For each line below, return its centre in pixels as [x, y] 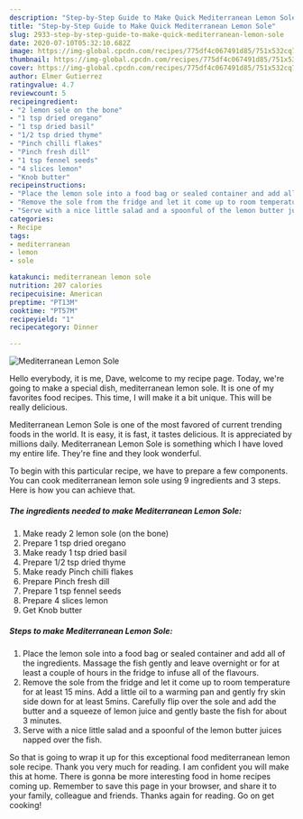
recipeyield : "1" [42, 319]
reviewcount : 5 [38, 93]
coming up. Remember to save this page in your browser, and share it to [143, 787]
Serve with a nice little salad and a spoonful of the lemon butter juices [152, 731]
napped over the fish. [62, 740]
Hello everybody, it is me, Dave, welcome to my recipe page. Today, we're [147, 379]
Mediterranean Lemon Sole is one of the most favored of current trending [146, 425]
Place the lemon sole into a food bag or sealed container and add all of [154, 654]
